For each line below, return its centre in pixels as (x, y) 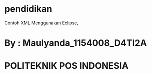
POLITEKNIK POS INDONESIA (67, 66)
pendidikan (29, 9)
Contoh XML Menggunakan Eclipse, (41, 23)
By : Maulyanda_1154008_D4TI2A (76, 43)
